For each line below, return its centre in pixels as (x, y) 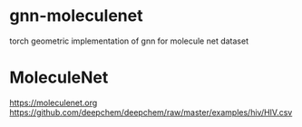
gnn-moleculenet (76, 16)
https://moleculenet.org (54, 103)
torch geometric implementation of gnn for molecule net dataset (129, 41)
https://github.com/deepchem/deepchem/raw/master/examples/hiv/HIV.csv (151, 112)
